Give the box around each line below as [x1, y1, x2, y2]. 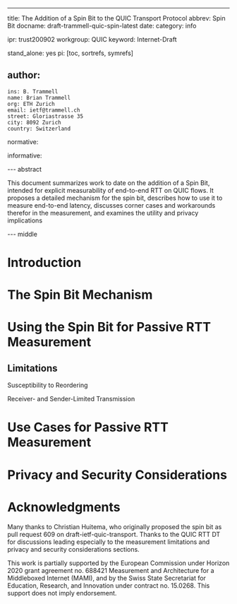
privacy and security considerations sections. [7, 545, 140, 553]
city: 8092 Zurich [7, 119, 61, 126]
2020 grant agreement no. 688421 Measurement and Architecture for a [7, 566, 214, 574]
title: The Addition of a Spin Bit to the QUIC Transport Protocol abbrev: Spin [7, 14, 226, 22]
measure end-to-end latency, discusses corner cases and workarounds [7, 201, 216, 209]
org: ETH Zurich [7, 100, 55, 107]
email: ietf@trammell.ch [7, 107, 80, 114]
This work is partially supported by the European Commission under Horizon [7, 559, 230, 567]
